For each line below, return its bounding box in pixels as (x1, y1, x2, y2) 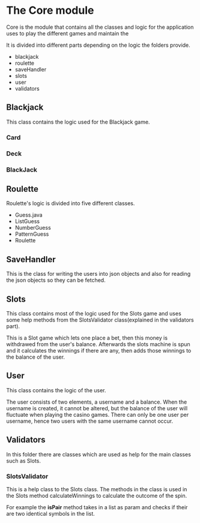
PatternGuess (14, 230, 49, 238)
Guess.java (14, 211, 43, 219)
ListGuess (14, 218, 40, 225)
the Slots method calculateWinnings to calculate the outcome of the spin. (6, 492, 187, 499)
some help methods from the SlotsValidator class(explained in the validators (6, 316, 194, 323)
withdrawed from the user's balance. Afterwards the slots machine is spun (6, 340, 190, 348)
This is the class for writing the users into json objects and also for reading (6, 270, 191, 278)
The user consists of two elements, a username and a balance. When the (6, 398, 187, 405)
